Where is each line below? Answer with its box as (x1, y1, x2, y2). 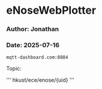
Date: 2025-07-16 (6, 41, 60, 50)
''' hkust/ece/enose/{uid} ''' (6, 76, 75, 84)
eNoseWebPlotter (6, 4, 97, 17)
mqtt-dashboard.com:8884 (6, 54, 68, 60)
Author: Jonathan (6, 25, 59, 33)
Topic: (6, 65, 22, 72)
